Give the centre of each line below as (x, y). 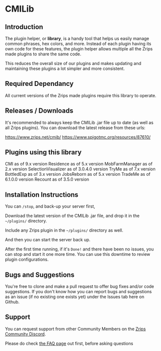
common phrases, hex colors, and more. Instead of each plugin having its (78, 44)
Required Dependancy (39, 84)
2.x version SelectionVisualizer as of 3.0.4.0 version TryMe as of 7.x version (80, 169)
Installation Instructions (42, 194)
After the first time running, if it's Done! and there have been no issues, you (79, 249)
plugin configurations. (27, 259)
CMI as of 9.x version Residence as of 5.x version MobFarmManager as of (79, 164)
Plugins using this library (43, 152)
